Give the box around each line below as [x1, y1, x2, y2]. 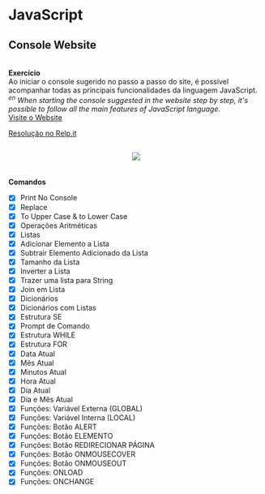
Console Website [8, 38, 97, 52]
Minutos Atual [19, 367, 67, 376]
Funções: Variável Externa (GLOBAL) [19, 403, 143, 413]
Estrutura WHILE [19, 330, 75, 340]
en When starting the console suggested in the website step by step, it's [8, 94, 249, 105]
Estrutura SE [19, 312, 62, 322]
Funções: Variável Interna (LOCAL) [19, 412, 136, 423]
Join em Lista [19, 285, 66, 294]
